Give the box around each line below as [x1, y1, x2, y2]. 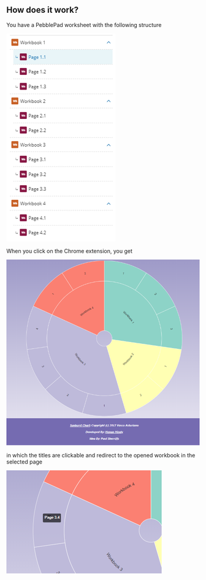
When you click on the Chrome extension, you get [6, 247, 133, 254]
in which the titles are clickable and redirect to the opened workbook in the [6, 451, 196, 459]
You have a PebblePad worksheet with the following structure [6, 21, 162, 28]
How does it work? [6, 5, 79, 15]
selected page [6, 458, 43, 465]
